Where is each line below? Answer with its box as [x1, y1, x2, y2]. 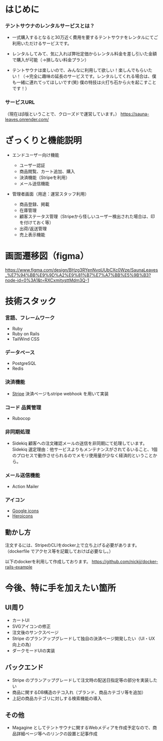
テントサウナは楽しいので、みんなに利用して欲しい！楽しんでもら [12, 67, 145, 73]
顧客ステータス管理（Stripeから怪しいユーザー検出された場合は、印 [19, 213, 155, 219]
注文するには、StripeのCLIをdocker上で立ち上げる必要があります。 [5, 542, 140, 548]
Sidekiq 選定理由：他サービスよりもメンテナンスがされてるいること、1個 [12, 447, 158, 452]
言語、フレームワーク [5, 314, 55, 321]
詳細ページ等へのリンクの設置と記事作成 [16, 731, 98, 737]
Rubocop [12, 416, 31, 421]
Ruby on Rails [12, 331, 40, 337]
